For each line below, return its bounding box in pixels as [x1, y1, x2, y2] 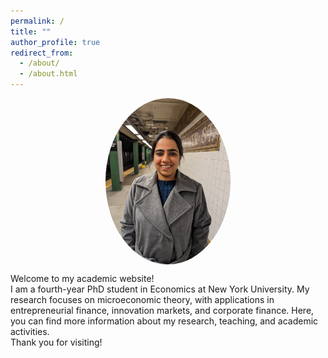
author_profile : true [10, 37, 101, 47]
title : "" [10, 26, 52, 37]
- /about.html [19, 69, 78, 79]
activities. [10, 325, 50, 337]
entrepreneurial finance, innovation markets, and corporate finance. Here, [10, 304, 315, 316]
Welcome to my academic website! [10, 272, 155, 284]
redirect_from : [10, 48, 74, 58]
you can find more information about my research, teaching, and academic [10, 315, 319, 327]
